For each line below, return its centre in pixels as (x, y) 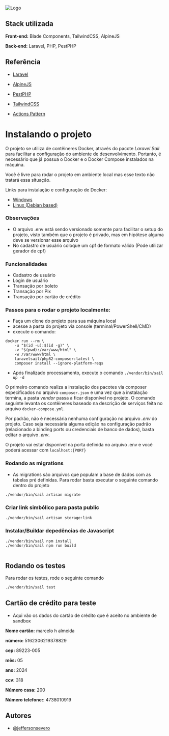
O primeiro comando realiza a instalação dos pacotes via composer (76, 387)
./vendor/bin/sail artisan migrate (43, 494)
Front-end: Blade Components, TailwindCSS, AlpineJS (62, 36)
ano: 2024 (16, 670)
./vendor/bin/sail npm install (38, 541)
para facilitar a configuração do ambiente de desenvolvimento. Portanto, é (83, 154)
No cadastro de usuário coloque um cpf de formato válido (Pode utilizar (88, 245)
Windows (22, 200)
